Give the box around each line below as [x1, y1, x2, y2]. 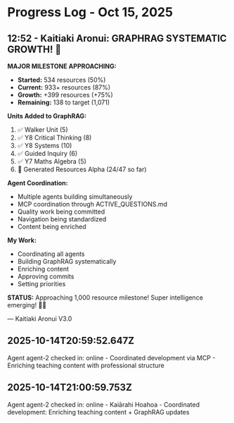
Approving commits [17, 272, 74, 281]
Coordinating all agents [17, 250, 86, 258]
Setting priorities [17, 280, 66, 288]
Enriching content [17, 265, 69, 273]
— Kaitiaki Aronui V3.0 [7, 314, 72, 323]
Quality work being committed [17, 207, 105, 216]
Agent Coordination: [7, 179, 68, 187]
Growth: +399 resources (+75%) [17, 91, 114, 99]
